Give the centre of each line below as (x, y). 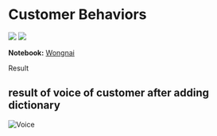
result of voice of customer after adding (108, 93)
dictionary (35, 106)
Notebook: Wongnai (42, 52)
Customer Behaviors (77, 15)
